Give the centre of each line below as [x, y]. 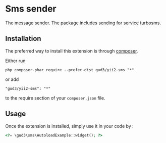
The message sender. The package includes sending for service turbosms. [83, 23]
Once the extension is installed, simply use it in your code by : [69, 126]
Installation [23, 39]
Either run [15, 61]
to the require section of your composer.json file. [55, 98]
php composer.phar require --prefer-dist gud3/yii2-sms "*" [70, 70]
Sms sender [31, 9]
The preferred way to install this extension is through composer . [72, 51]
